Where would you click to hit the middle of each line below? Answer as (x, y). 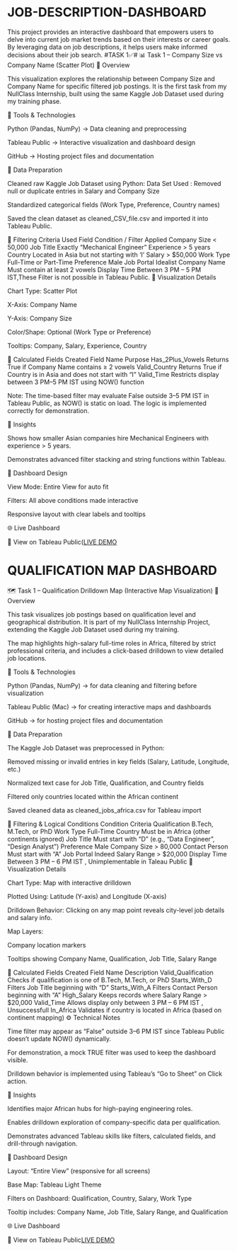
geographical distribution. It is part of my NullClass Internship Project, (109, 622)
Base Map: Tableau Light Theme (54, 1185)
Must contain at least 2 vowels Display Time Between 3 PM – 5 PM (104, 269)
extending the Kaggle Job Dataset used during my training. (93, 629)
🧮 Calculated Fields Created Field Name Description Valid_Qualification (110, 972)
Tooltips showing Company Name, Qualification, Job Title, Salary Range (112, 958)
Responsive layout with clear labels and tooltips (77, 514)
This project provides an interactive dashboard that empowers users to (111, 32)
